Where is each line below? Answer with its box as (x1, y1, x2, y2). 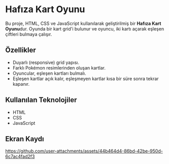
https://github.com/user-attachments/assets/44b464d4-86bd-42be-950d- (5, 148, 163, 154)
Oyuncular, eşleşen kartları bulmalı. (12, 70, 86, 76)
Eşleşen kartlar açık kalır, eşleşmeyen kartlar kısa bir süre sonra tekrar (12, 75, 159, 82)
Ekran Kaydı (5, 135, 44, 143)
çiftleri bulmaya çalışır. (5, 31, 52, 37)
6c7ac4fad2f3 (5, 153, 35, 159)
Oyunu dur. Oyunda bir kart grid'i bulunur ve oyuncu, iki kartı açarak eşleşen (5, 25, 164, 31)
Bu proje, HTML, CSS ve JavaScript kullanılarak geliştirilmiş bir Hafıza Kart (5, 20, 161, 26)
